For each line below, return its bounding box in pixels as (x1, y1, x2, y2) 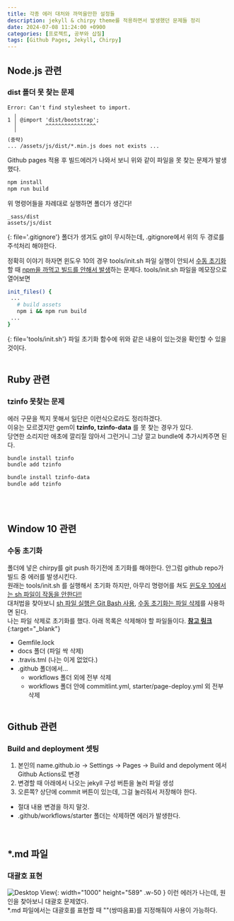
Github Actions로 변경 (17, 770, 80, 778)
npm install (7, 178, 42, 186)
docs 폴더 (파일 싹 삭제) (17, 646, 84, 655)
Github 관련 (7, 721, 58, 733)
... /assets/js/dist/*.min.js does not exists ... (7, 142, 160, 149)
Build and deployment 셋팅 (7, 744, 100, 753)
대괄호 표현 (7, 871, 43, 881)
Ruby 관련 (7, 374, 50, 386)
